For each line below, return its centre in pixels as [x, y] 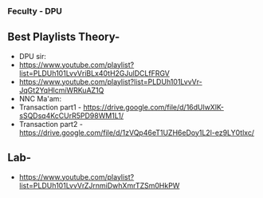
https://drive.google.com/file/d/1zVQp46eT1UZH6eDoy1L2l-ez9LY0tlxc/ [137, 133]
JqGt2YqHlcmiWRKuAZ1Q [61, 90]
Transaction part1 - [50, 107]
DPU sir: [33, 56]
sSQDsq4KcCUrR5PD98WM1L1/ [71, 115]
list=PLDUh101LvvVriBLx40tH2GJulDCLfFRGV [94, 73]
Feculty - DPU [35, 11]
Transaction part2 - [51, 124]
